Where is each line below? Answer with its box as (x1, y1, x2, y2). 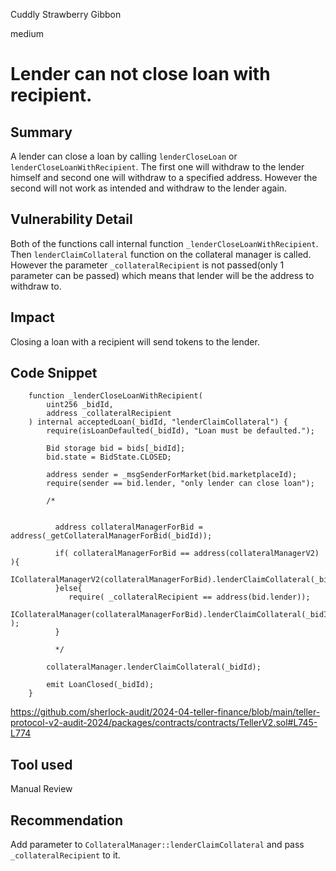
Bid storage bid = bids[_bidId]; (46, 444, 186, 454)
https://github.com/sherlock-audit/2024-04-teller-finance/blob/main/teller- (10, 706, 321, 718)
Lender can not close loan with (10, 63, 271, 86)
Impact (10, 309, 55, 326)
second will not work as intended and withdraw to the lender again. (10, 182, 288, 194)
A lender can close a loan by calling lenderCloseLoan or (10, 150, 238, 162)
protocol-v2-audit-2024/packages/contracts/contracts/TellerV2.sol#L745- (10, 717, 318, 729)
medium (10, 28, 44, 39)
